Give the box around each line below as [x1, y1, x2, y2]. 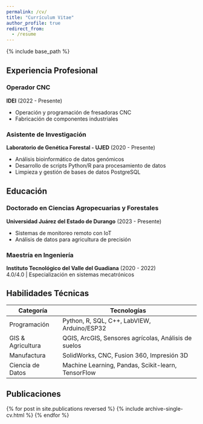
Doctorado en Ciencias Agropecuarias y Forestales [6, 204, 159, 212]
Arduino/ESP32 [62, 324, 107, 332]
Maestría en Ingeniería [6, 251, 74, 259]
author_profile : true [6, 20, 61, 26]
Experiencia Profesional [6, 65, 98, 75]
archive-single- [144, 405, 183, 412]
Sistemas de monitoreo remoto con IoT [14, 229, 112, 236]
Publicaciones [6, 389, 62, 399]
